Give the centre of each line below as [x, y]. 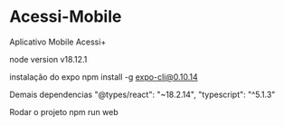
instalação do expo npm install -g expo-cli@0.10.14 [104, 77]
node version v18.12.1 [48, 59]
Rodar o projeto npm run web [64, 111]
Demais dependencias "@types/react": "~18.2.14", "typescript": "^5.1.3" [142, 94]
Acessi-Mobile [66, 17]
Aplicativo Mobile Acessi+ [58, 42]
